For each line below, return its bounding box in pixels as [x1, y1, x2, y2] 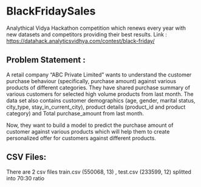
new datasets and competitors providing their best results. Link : [6, 30, 167, 38]
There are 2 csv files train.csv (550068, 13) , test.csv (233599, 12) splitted [6, 168, 191, 175]
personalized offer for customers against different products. [6, 134, 157, 141]
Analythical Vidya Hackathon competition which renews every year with [6, 24, 186, 32]
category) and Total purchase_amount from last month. [6, 109, 145, 117]
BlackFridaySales [6, 4, 96, 18]
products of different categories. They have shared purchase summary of [6, 84, 190, 91]
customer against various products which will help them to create [6, 127, 170, 135]
